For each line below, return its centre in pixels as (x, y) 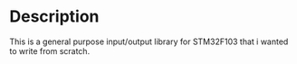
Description (54, 17)
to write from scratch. (50, 50)
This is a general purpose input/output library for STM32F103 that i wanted (149, 41)
